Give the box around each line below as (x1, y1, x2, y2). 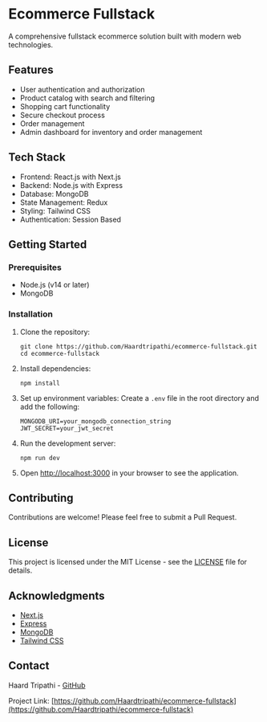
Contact (8, 659, 50, 673)
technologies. (8, 39, 54, 49)
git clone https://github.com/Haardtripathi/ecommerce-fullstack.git (19, 342, 258, 350)
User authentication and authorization (19, 84, 146, 94)
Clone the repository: (19, 327, 91, 337)
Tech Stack (8, 150, 66, 165)
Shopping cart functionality (19, 101, 111, 111)
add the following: (19, 402, 80, 411)
